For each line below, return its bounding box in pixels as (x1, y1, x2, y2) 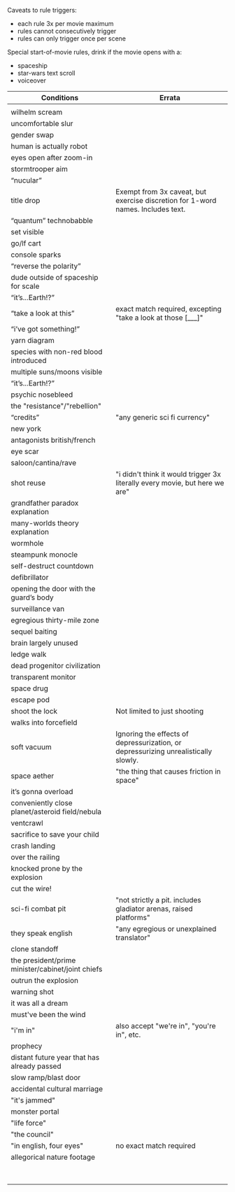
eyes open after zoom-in (10, 153, 93, 162)
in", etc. (115, 1030, 141, 1040)
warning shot (10, 987, 54, 996)
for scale (10, 281, 40, 291)
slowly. (115, 755, 138, 765)
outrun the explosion (10, 976, 79, 985)
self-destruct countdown (10, 561, 94, 571)
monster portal (10, 1107, 59, 1116)
